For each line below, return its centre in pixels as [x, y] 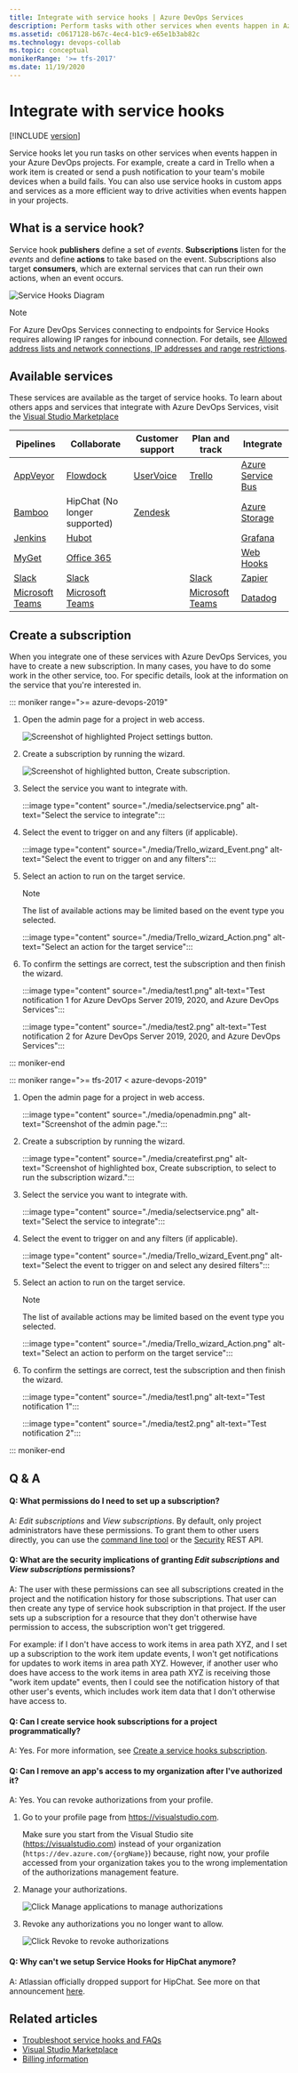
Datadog [259, 599]
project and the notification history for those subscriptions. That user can [143, 1599]
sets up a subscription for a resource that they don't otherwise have [133, 1618]
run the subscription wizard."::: [78, 1177]
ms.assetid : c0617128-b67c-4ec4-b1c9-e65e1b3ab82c [105, 34]
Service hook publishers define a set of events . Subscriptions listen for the [148, 249]
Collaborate [96, 444]
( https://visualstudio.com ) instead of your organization [122, 1844]
